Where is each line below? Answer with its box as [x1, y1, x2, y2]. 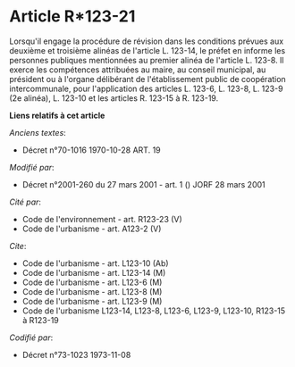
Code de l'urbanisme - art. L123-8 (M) [21, 286, 163, 296]
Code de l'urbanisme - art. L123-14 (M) [21, 267, 166, 278]
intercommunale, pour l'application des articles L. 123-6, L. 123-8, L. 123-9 [9, 83, 283, 94]
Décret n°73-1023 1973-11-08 [21, 349, 131, 360]
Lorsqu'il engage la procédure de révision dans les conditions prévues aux [9, 36, 284, 46]
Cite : [9, 240, 27, 251]
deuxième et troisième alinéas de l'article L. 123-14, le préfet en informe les [9, 45, 286, 55]
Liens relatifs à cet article [9, 110, 105, 121]
